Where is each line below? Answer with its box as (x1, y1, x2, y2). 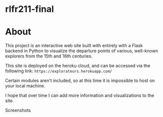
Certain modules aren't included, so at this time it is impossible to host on (5, 78, 155, 84)
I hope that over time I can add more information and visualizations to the (5, 93, 155, 99)
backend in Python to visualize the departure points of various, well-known (5, 48, 159, 54)
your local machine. (5, 83, 46, 89)
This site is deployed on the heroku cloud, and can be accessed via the (5, 63, 151, 69)
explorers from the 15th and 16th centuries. (5, 53, 93, 59)
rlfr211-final (5, 3, 54, 15)
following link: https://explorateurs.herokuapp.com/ (5, 68, 112, 74)
